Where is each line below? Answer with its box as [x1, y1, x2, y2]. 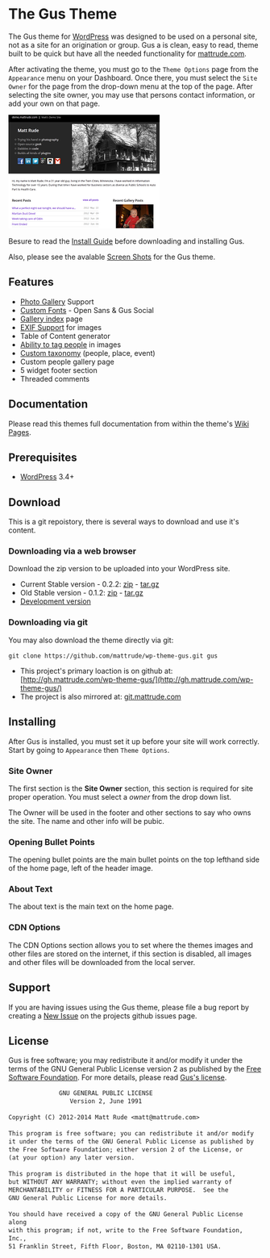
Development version [19, 596, 91, 606]
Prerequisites [8, 450, 77, 464]
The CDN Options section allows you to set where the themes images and [8, 940, 254, 950]
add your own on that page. [8, 98, 101, 108]
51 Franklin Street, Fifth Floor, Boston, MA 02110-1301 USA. [8, 1243, 222, 1251]
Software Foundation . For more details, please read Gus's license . [8, 1072, 227, 1082]
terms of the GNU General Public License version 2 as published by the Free [8, 1064, 262, 1074]
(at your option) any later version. [8, 1154, 135, 1162]
